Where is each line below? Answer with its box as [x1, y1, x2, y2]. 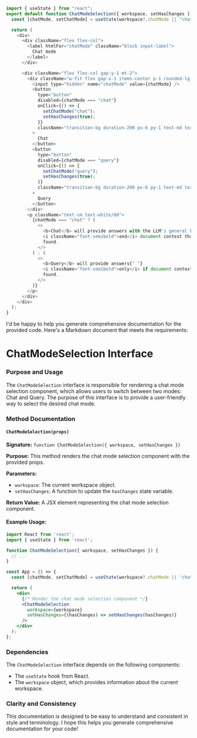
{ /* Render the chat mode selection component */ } [21, 596, 148, 602]
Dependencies [6, 648, 49, 656]
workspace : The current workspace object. [14, 481, 116, 488]
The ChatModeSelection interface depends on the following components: [6, 661, 181, 668]
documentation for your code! [6, 725, 79, 732]
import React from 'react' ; [6, 531, 75, 537]
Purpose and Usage [6, 368, 63, 376]
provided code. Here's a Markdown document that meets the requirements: [6, 327, 189, 334]
